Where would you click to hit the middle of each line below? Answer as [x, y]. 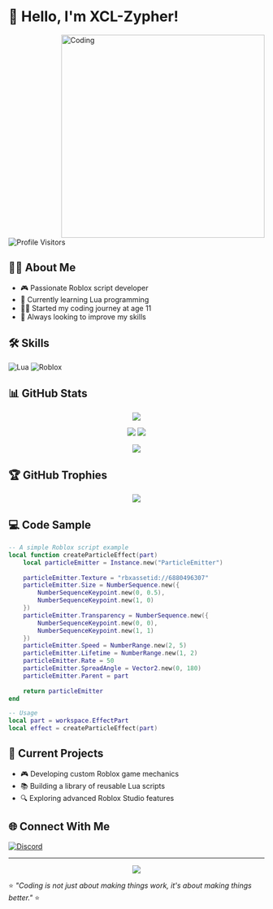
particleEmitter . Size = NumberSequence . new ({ [102, 585]
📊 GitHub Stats [48, 393]
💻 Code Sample [50, 524]
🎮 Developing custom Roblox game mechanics [100, 773]
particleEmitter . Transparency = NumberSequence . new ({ [116, 615]
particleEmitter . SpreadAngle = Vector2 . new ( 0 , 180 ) [112, 669]
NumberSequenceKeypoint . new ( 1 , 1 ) [96, 630]
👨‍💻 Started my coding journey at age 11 [86, 308]
